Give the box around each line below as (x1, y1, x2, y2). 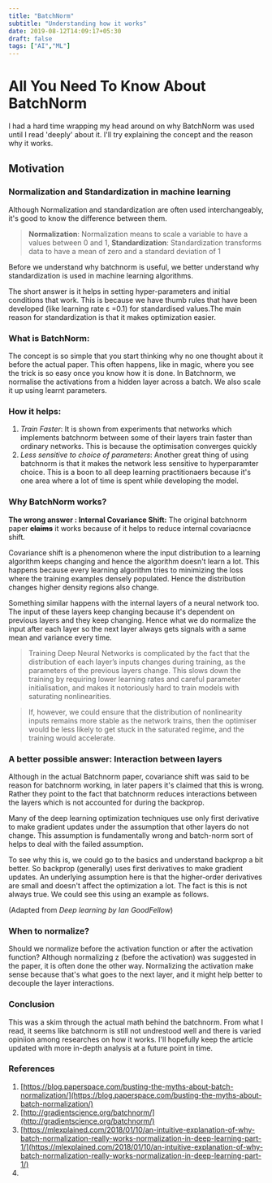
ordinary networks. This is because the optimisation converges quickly (19, 442, 257, 451)
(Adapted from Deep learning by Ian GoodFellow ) (8, 905, 174, 914)
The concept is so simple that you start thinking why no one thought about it (8, 351, 264, 361)
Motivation (8, 162, 65, 175)
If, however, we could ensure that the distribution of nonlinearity (28, 707, 243, 717)
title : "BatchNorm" (8, 11, 75, 20)
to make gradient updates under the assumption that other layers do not (8, 822, 249, 831)
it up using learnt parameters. (8, 386, 107, 395)
